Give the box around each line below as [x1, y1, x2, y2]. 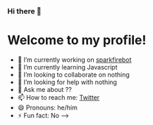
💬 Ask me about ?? [17, 85, 72, 93]
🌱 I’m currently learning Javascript [17, 63, 118, 71]
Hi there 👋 [7, 6, 42, 16]
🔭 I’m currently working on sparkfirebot [17, 55, 132, 64]
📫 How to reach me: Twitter [17, 93, 100, 101]
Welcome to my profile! [7, 32, 147, 48]
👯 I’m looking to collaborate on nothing [17, 70, 130, 79]
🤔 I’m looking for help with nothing [17, 77, 118, 86]
